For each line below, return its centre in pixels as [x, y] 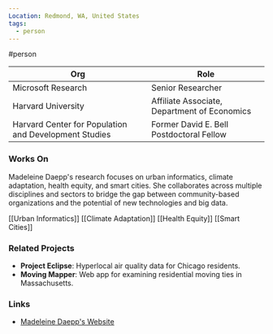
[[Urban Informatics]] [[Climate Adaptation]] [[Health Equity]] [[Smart [124, 218]
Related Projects [41, 248]
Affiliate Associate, [187, 101]
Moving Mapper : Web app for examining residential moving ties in [131, 274]
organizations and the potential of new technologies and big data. [118, 202]
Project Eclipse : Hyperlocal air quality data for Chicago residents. [130, 266]
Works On [28, 159]
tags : [17, 24]
